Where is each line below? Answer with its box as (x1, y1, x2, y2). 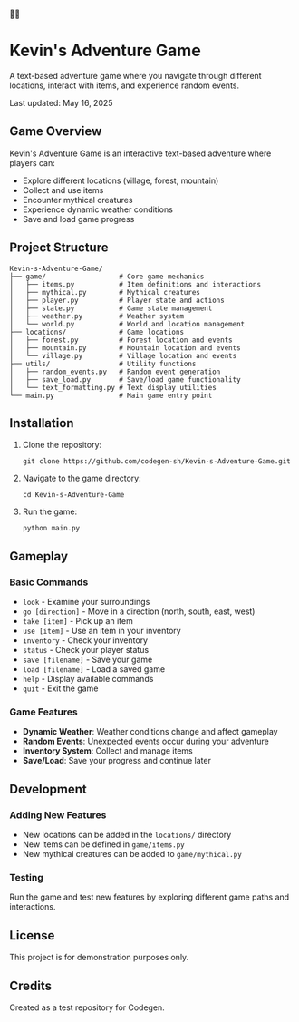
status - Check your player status (22, 645, 149, 656)
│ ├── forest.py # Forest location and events (9, 336, 233, 345)
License (9, 928, 55, 943)
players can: (9, 157, 56, 168)
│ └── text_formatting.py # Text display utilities (9, 383, 217, 392)
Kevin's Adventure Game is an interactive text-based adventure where (9, 148, 272, 159)
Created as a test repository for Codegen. (9, 1002, 165, 1013)
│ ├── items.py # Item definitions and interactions (9, 279, 261, 289)
